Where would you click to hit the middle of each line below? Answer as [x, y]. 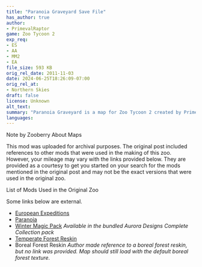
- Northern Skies [28, 90]
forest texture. [32, 258]
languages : [20, 118]
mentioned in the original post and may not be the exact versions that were [99, 172]
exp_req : [17, 40]
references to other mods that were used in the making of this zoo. [89, 153]
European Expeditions [42, 213]
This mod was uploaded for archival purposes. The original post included [97, 146]
